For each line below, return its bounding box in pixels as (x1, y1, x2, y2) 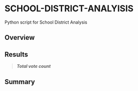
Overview (4, 33, 35, 42)
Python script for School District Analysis (4, 19, 88, 25)
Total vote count (16, 63, 51, 69)
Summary (4, 77, 35, 86)
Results (4, 50, 28, 59)
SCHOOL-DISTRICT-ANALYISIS (4, 3, 134, 14)
